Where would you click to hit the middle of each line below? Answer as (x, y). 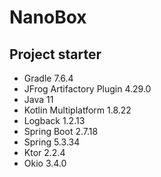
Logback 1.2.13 (54, 120)
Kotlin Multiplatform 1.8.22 (77, 110)
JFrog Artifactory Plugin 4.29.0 (87, 89)
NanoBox (48, 17)
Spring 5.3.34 (52, 142)
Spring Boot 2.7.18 (61, 131)
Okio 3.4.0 (45, 163)
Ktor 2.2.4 (44, 152)
